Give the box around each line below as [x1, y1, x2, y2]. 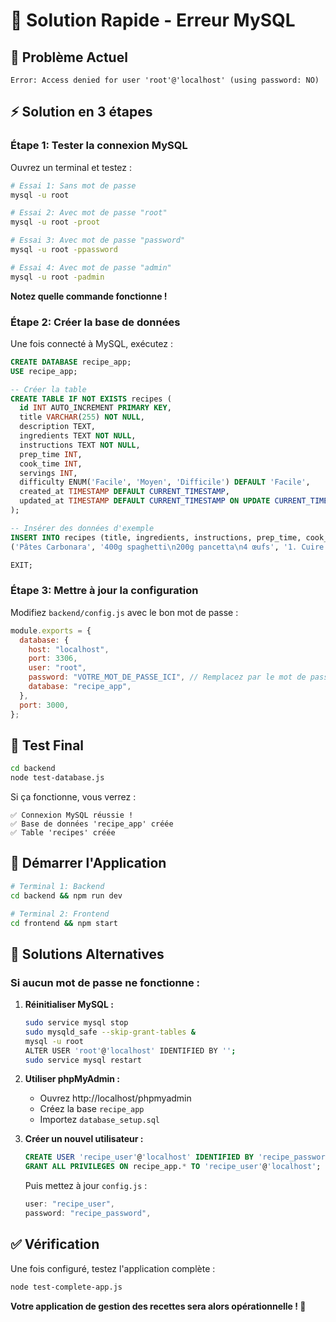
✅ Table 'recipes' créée [10, 828, 116, 838]
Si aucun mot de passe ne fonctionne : [10, 975, 200, 989]
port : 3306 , [28, 654, 78, 664]
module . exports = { [10, 625, 92, 636]
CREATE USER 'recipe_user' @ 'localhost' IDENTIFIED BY [24, 1152, 254, 1163]
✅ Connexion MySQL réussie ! [10, 810, 134, 821]
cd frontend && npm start [10, 918, 118, 928]
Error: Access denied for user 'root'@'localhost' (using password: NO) [10, 75, 320, 85]
